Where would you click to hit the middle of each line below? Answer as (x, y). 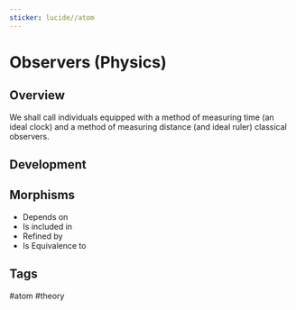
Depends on (45, 216)
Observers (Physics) (88, 62)
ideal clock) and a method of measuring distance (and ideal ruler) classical (148, 126)
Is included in (47, 226)
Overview (37, 96)
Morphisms (42, 195)
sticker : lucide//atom (52, 18)
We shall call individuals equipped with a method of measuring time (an (142, 117)
